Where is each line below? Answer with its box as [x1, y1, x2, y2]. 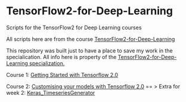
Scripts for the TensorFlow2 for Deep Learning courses [6, 24, 142, 31]
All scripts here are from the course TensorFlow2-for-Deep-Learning [6, 35, 175, 42]
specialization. [29, 60, 65, 67]
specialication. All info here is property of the [6, 53, 117, 60]
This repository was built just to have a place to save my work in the [6, 47, 173, 54]
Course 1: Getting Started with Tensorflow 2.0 [6, 71, 118, 78]
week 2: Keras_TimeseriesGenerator [6, 89, 95, 96]
